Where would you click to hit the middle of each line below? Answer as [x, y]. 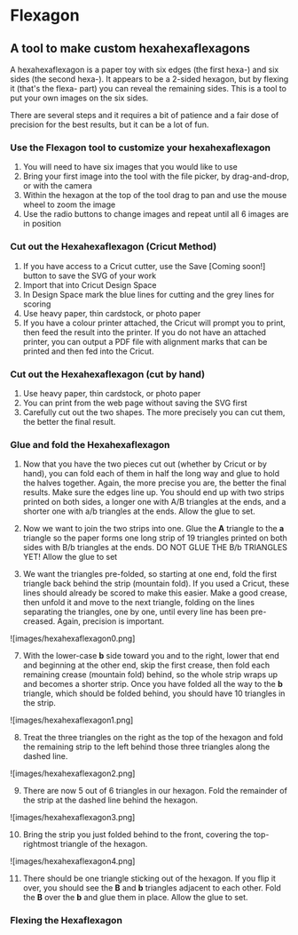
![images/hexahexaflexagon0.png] [73, 639]
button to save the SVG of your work [90, 276]
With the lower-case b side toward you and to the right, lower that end [151, 656]
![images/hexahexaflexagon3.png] [73, 818]
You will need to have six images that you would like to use [130, 167]
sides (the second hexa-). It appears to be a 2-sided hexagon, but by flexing [149, 79]
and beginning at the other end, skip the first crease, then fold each [146, 665]
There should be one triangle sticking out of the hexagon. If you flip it [149, 879]
